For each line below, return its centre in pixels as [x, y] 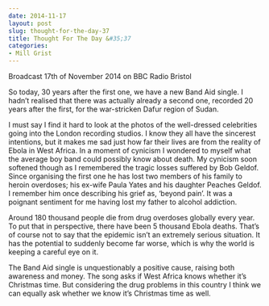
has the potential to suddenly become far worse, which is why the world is [132, 243]
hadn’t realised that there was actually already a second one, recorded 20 [131, 101]
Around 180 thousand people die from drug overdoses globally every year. [132, 218]
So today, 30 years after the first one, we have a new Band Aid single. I [126, 92]
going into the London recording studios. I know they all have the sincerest [132, 133]
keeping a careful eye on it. [54, 252]
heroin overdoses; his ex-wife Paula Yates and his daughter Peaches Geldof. [135, 185]
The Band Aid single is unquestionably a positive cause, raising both [122, 268]
